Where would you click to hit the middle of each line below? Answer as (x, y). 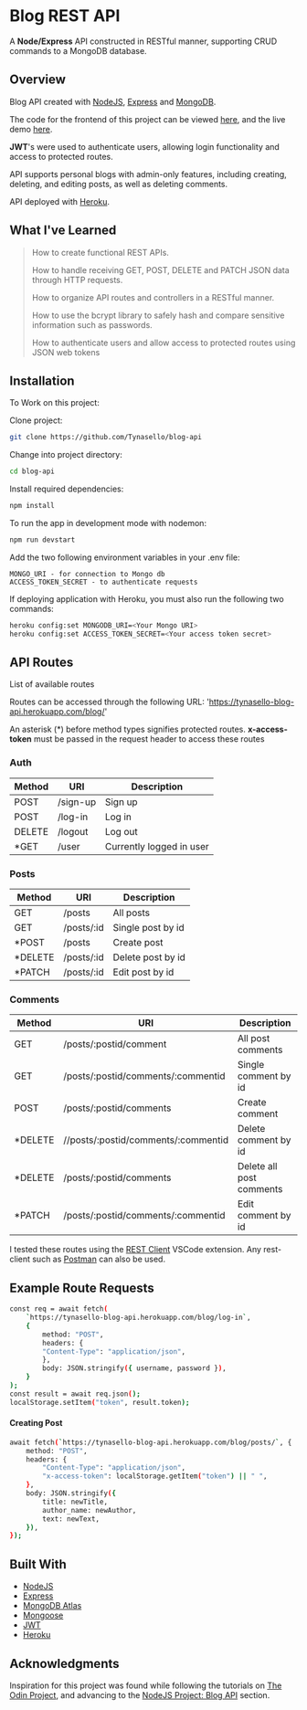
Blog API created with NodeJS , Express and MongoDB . (113, 101)
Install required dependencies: (67, 489)
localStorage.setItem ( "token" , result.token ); (100, 1402)
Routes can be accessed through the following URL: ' (110, 702)
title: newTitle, (75, 1502)
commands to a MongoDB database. (79, 50)
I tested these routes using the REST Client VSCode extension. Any (136, 1250)
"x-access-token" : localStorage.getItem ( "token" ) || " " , (155, 1476)
